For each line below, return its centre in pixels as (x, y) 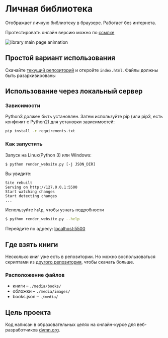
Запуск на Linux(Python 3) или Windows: (49, 155)
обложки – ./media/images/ (41, 291)
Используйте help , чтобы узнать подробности (55, 210)
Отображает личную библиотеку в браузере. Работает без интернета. (81, 23)
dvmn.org (49, 330)
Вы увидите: (18, 174)
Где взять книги (32, 244)
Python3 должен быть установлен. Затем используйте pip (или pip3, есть (84, 117)
